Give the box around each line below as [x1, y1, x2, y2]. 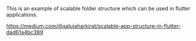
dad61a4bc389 [6, 29, 44, 36]
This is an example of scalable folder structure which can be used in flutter [6, 5, 191, 12]
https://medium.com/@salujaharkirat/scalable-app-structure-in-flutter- [6, 23, 181, 29]
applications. [6, 11, 38, 18]
